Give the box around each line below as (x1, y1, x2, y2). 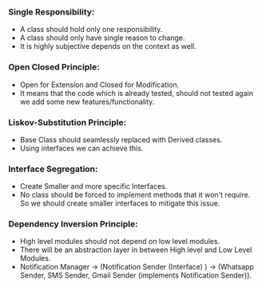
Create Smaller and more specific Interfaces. (19, 182, 168, 191)
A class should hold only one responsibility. (19, 25, 163, 34)
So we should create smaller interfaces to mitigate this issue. (19, 198, 220, 208)
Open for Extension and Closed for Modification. (19, 79, 180, 90)
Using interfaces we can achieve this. (19, 143, 144, 153)
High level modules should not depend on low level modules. (19, 237, 220, 246)
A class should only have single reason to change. (19, 33, 185, 42)
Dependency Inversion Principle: (8, 218, 138, 230)
